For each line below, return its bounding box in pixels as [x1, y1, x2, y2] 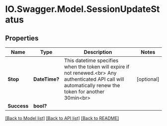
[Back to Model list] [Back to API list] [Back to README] [5, 116, 119, 121]
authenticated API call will [64, 76, 124, 83]
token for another [64, 88, 105, 95]
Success [7, 103, 29, 109]
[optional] [136, 76, 160, 83]
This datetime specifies [64, 57, 119, 64]
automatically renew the [64, 82, 120, 89]
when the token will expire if [64, 63, 130, 70]
